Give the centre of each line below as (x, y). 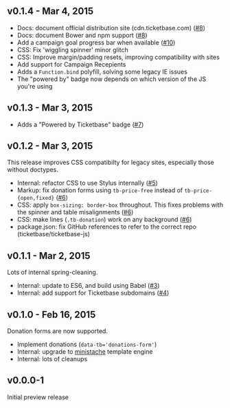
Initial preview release (38, 397)
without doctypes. (33, 170)
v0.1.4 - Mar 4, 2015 (50, 11)
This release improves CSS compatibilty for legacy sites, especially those (111, 162)
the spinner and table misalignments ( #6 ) (75, 212)
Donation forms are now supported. (58, 331)
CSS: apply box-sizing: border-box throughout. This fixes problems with (120, 205)
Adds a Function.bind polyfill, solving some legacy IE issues (102, 71)
